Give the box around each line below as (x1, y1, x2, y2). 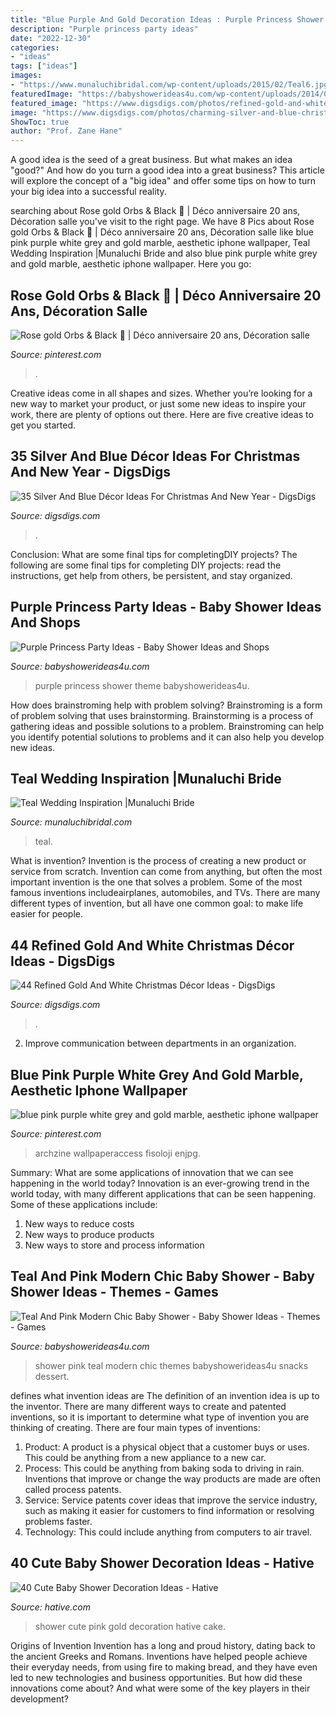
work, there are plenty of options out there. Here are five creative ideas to (10, 408, 314, 420)
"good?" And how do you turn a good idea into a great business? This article (10, 164, 325, 176)
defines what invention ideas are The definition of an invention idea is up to (10, 1389, 320, 1401)
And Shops (10, 614, 81, 631)
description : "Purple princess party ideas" (10, 24, 199, 34)
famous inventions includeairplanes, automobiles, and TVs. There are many (10, 887, 321, 899)
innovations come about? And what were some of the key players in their (10, 1682, 311, 1694)
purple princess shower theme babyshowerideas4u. (34, 679, 250, 691)
